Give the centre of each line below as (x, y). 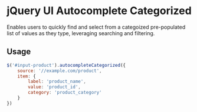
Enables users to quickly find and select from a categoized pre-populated (96, 27)
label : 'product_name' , (57, 82)
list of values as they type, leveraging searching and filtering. (81, 33)
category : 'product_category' (65, 93)
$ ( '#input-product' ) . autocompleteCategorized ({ (66, 65)
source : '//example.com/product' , (60, 71)
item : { (27, 76)
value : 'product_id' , (55, 87)
